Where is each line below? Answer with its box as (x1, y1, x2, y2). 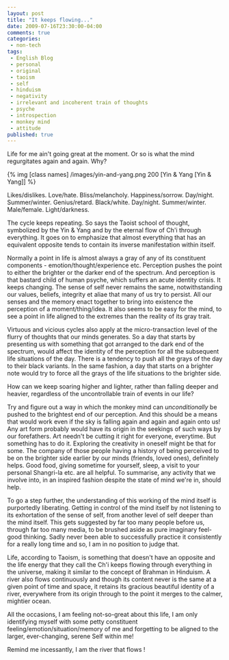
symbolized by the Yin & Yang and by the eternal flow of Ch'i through (7, 226, 202, 234)
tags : (7, 49, 23, 56)
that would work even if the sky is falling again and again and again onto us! (7, 417, 221, 426)
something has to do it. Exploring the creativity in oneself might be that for (7, 439, 217, 448)
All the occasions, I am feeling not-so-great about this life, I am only (7, 611, 198, 619)
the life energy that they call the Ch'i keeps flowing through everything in (7, 561, 213, 569)
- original (10, 67, 41, 74)
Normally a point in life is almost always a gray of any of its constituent (7, 254, 206, 262)
